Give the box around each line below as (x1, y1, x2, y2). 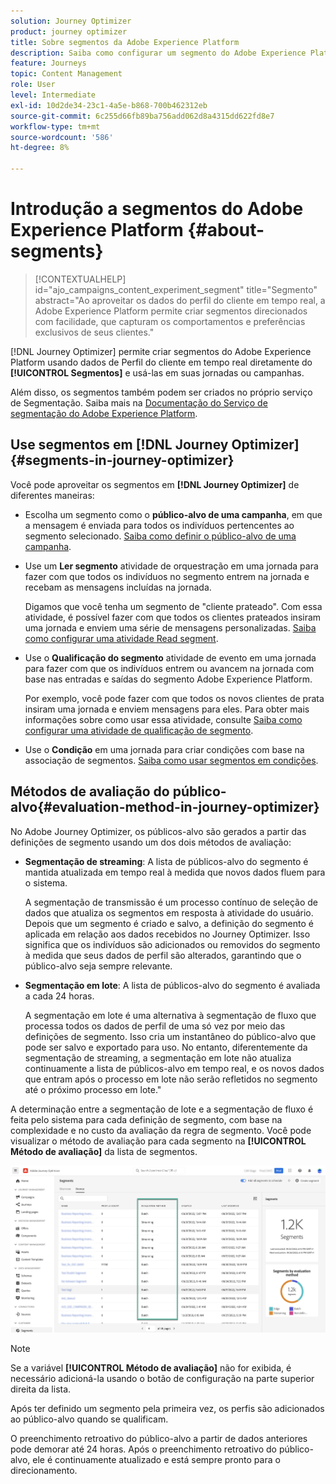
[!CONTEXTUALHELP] (34, 273, 127, 285)
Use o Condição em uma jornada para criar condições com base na (24, 743, 305, 755)
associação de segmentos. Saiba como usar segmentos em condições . (24, 754, 319, 766)
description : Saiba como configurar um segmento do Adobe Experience (10, 48, 307, 58)
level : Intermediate (10, 90, 97, 100)
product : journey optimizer (10, 26, 128, 37)
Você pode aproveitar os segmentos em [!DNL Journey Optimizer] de (10, 478, 300, 490)
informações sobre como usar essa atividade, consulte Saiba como (24, 713, 303, 725)
